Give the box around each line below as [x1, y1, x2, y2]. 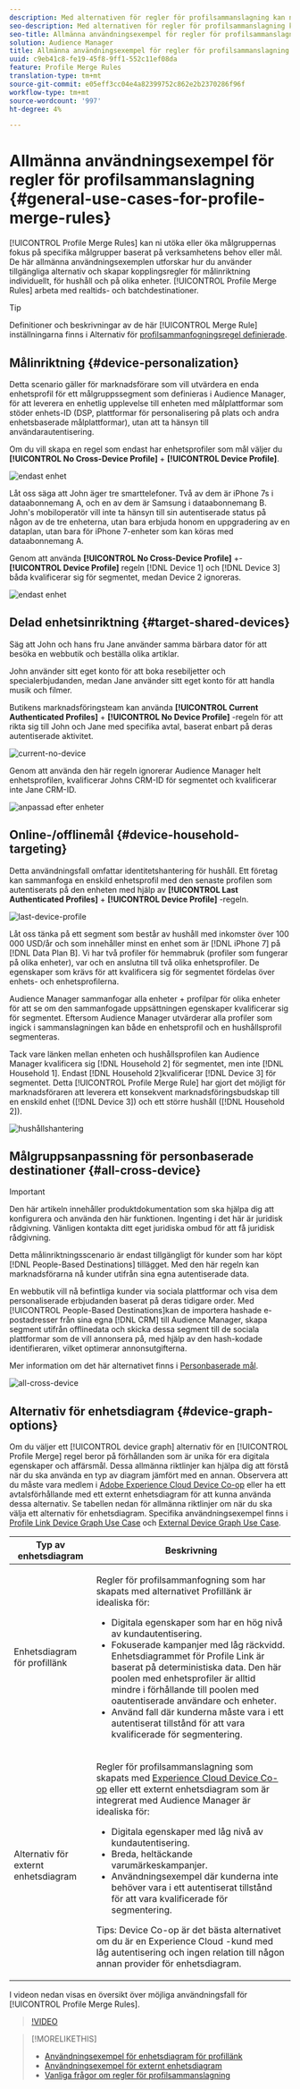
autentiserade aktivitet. [9, 730, 94, 741]
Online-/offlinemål [9, 828, 114, 843]
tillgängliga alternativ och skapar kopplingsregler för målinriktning [9, 266, 251, 277]
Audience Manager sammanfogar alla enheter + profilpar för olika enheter [9, 993, 281, 1004]
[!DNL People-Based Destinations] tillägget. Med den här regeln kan [9, 1259, 260, 1270]
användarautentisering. [9, 427, 95, 437]
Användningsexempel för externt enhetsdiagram [44, 2060, 222, 2071]
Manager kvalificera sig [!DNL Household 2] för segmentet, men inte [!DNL [9, 1057, 284, 1069]
